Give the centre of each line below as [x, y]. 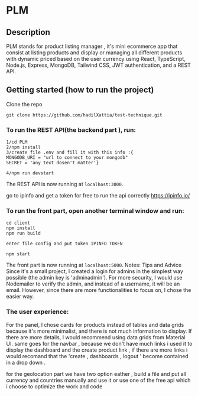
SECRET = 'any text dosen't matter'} [53, 163]
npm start [18, 254]
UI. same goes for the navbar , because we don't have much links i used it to [99, 343]
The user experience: [38, 312]
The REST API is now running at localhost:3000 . [65, 184]
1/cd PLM [17, 142]
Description [28, 32]
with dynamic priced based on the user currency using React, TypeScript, [96, 59]
